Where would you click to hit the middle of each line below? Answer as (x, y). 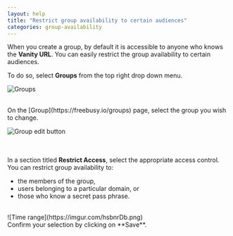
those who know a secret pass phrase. (74, 196)
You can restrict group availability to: (61, 168)
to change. (23, 118)
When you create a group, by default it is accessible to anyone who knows (115, 47)
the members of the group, (57, 181)
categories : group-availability (55, 27)
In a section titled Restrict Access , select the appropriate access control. (113, 160)
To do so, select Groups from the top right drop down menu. (95, 75)
